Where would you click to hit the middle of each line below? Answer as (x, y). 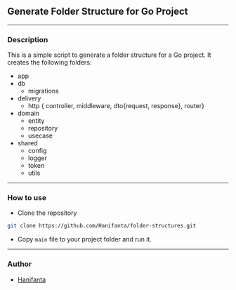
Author (20, 264)
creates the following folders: (50, 62)
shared (28, 143)
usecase (40, 136)
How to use (27, 198)
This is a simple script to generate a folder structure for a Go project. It (109, 55)
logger (37, 158)
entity (36, 121)
